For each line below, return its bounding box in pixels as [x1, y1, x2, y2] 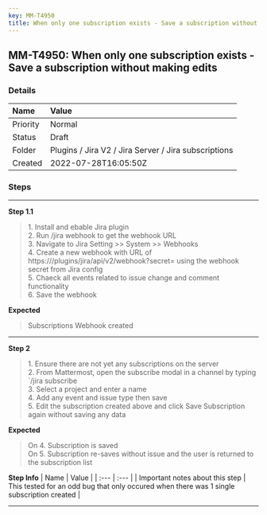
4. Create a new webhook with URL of [27, 248, 153, 257]
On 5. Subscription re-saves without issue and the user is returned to [27, 449, 254, 458]
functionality [27, 282, 69, 291]
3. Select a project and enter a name [27, 384, 147, 394]
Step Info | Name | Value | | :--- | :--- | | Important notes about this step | [8, 473, 246, 482]
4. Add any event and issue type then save [27, 393, 168, 403]
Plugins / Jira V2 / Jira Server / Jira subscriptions [50, 145, 234, 156]
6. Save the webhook [27, 290, 97, 299]
